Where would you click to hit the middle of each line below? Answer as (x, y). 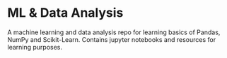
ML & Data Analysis (65, 13)
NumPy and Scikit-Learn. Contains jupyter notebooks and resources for (112, 39)
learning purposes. (35, 47)
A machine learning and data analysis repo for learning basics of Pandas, (114, 32)
